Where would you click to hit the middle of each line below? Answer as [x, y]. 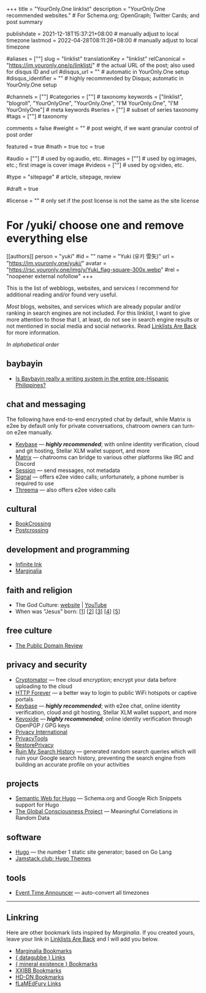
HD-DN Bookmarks [40, 977]
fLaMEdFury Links [38, 983]
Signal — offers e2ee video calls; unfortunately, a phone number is [99, 477]
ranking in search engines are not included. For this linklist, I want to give [98, 313]
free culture [29, 631]
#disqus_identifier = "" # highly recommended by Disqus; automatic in [95, 78]
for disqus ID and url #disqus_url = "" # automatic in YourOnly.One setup [98, 72]
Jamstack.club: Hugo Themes [53, 859]
